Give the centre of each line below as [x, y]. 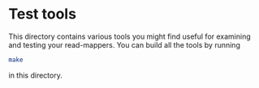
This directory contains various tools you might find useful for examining [130, 36]
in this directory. [35, 75]
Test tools [43, 14]
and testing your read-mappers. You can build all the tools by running [125, 44]
